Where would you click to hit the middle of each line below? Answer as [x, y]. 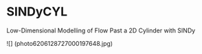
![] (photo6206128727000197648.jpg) [60, 43]
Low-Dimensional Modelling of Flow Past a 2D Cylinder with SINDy [101, 30]
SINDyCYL [37, 12]
